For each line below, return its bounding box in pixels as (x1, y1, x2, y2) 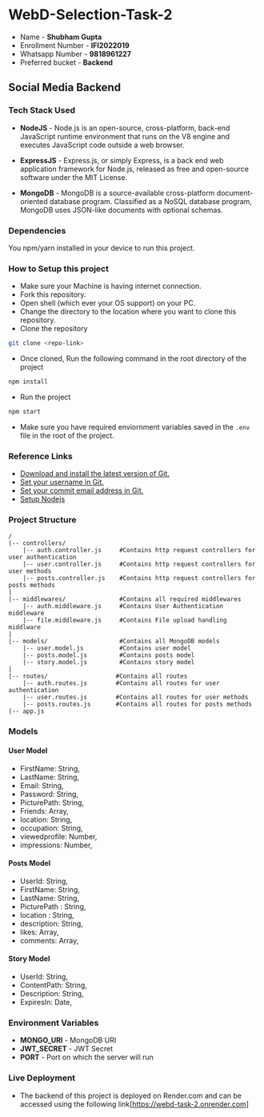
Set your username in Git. (19, 478, 104, 487)
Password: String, (19, 789, 78, 799)
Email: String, (19, 780, 64, 790)
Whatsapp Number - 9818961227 (19, 49, 132, 58)
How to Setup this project (8, 262, 110, 274)
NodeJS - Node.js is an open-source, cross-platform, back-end (19, 122, 230, 133)
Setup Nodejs (19, 494, 66, 504)
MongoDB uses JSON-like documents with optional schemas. (19, 205, 223, 214)
